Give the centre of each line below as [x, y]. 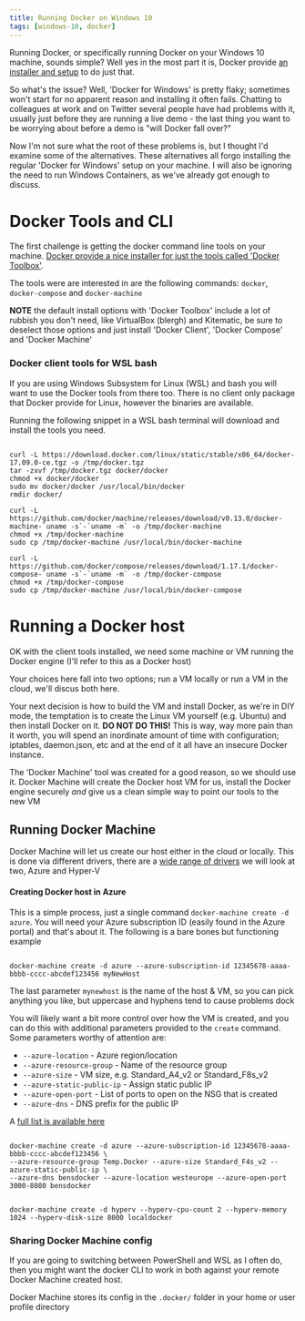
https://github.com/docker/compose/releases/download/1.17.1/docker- [144, 566]
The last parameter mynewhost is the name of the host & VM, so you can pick [152, 990]
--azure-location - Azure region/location [100, 1055]
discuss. [25, 184]
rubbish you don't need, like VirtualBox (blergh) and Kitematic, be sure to [146, 321]
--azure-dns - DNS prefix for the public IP [101, 1103]
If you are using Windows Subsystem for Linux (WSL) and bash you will [143, 383]
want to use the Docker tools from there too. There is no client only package [152, 393]
